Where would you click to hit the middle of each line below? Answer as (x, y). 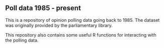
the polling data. (22, 40)
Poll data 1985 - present (43, 8)
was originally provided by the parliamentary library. (59, 25)
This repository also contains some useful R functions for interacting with (81, 35)
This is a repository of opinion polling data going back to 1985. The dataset (83, 20)
